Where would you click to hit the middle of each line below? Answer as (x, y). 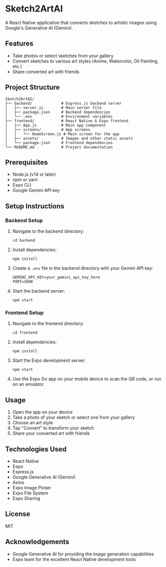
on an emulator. (28, 384)
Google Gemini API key (36, 190)
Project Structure (32, 87)
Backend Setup (24, 220)
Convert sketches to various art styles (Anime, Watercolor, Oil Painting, (85, 61)
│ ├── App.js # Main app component (56, 125)
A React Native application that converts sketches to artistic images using (81, 23)
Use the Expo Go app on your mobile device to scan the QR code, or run (87, 379)
